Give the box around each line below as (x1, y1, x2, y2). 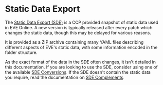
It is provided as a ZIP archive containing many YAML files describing (5, 39, 144, 45)
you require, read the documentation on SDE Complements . (5, 74, 125, 80)
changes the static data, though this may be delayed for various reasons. (5, 30, 152, 35)
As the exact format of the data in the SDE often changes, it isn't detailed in (5, 59, 156, 65)
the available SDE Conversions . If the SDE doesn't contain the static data (5, 69, 151, 75)
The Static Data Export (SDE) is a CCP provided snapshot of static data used (5, 19, 159, 25)
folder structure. (5, 50, 38, 55)
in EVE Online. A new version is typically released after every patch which (5, 24, 153, 30)
